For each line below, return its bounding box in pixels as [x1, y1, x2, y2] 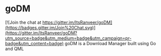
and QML [5, 46, 24, 52]
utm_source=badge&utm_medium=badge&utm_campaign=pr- [5, 35, 132, 41]
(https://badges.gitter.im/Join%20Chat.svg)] [5, 24, 96, 30]
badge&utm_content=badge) [5, 40, 64, 46]
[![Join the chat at [5, 19, 42, 25]
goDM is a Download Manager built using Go [64, 40, 156, 46]
